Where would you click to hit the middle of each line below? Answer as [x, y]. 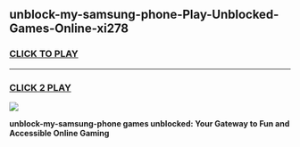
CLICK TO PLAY [44, 54]
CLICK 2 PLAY [40, 87]
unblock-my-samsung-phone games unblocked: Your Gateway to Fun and [150, 123]
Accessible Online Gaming [59, 133]
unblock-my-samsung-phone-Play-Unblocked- [144, 15]
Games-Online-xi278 [69, 29]
